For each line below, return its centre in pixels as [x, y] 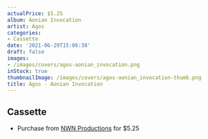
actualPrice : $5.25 [35, 13]
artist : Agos [26, 26]
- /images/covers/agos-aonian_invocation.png [73, 65]
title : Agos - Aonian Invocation [55, 84]
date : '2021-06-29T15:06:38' [49, 45]
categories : [24, 33]
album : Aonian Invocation [44, 20]
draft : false [26, 52]
